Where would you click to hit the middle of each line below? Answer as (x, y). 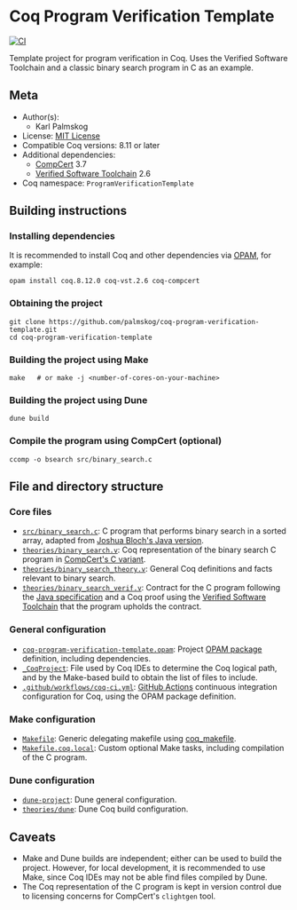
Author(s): (40, 116)
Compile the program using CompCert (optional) (116, 441)
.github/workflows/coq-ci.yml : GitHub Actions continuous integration (149, 686)
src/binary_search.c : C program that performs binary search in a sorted (154, 531)
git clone (27, 321)
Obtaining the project (56, 304)
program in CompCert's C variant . (84, 559)
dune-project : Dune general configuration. (99, 800)
